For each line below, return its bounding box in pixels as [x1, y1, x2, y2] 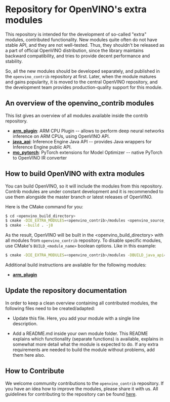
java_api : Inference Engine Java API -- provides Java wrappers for [12, 138, 152, 144]
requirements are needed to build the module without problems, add [12, 347, 155, 353]
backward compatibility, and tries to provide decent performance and [5, 52, 150, 59]
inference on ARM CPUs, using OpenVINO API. [12, 133, 110, 139]
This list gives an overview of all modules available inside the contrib [5, 112, 148, 118]
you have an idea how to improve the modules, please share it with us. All [5, 385, 158, 392]
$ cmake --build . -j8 [5, 223, 53, 228]
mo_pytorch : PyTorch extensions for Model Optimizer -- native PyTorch [12, 149, 163, 156]
